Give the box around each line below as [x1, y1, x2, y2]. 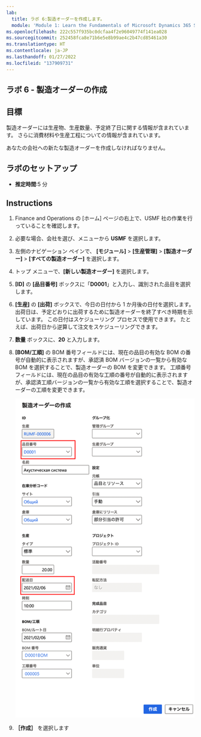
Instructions [6, 198, 53, 209]
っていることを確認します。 [14, 222, 83, 229]
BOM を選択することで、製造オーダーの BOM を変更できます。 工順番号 [14, 364, 191, 371]
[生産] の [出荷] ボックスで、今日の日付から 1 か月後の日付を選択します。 [14, 301, 194, 308]
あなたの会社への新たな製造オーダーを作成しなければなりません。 [6, 144, 169, 151]
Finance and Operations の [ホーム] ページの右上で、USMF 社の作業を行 [14, 215, 193, 222]
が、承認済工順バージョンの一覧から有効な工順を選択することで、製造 [14, 379, 188, 386]
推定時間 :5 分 [14, 180, 48, 188]
